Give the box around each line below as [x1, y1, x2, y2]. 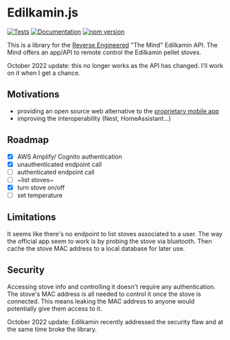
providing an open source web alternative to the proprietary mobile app [16, 106, 220, 115]
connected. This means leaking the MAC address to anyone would [7, 297, 195, 305]
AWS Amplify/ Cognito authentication [16, 152, 122, 161]
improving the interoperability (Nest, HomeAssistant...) [16, 114, 172, 122]
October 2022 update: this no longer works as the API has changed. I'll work [7, 61, 224, 69]
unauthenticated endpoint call [16, 160, 102, 168]
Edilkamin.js [7, 5, 79, 21]
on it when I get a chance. [7, 69, 80, 77]
